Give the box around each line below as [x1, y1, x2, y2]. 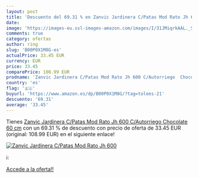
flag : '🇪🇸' [6, 85, 35, 91]
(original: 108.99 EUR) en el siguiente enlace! [6, 130, 115, 137]
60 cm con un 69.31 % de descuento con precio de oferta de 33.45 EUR [6, 124, 181, 131]
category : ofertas [6, 36, 51, 42]
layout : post [6, 8, 38, 15]
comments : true [6, 31, 44, 37]
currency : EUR [6, 58, 41, 64]
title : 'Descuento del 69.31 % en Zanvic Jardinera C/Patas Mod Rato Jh [6, 14, 189, 20]
